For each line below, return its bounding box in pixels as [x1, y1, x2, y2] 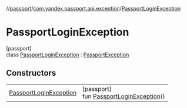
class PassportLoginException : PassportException [6, 51, 129, 58]
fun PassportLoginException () [82, 92, 166, 100]
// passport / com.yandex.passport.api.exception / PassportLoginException [6, 5, 181, 12]
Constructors [6, 68, 56, 78]
